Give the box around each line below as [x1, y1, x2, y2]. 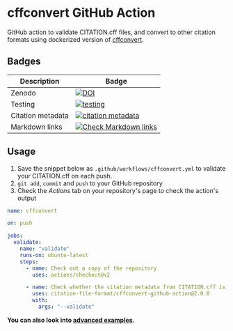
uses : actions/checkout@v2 [32, 271, 111, 278]
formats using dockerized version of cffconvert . [7, 35, 144, 43]
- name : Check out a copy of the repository [25, 265, 157, 272]
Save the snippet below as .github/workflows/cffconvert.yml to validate [17, 164, 226, 172]
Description [19, 76, 60, 86]
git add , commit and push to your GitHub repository [17, 179, 163, 187]
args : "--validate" [38, 303, 95, 311]
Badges [7, 56, 41, 68]
